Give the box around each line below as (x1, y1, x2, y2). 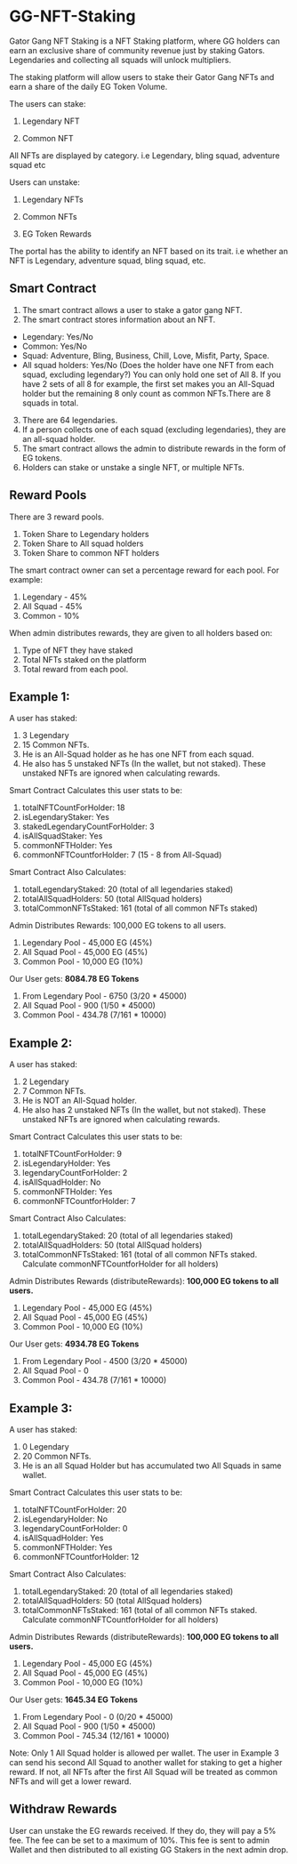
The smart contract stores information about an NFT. (21, 314, 216, 325)
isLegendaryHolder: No (21, 1514, 108, 1524)
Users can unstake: (9, 176, 80, 188)
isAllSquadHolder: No (21, 1177, 101, 1188)
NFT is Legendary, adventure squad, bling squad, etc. (9, 255, 206, 266)
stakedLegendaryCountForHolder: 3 (21, 821, 155, 832)
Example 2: (9, 1035, 73, 1050)
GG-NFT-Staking (9, 6, 136, 27)
